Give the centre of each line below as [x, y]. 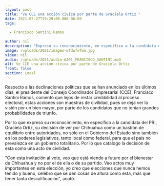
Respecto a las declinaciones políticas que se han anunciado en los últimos [81, 87]
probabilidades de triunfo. [31, 113]
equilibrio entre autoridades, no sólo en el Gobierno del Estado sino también [82, 133]
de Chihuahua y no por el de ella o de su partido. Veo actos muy [70, 163]
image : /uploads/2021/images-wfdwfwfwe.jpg [50, 50]
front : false [18, 69]
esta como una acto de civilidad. [38, 148]
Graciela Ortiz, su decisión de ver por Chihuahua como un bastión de [74, 127]
